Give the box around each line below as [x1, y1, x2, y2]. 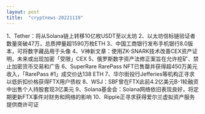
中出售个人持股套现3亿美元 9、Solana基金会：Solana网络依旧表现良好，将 [6, 85, 194, 93]
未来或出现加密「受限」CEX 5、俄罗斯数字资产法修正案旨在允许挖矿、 [17, 55, 194, 62]
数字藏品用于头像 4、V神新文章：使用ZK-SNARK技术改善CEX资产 [27, 47, 193, 55]
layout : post [6, 9, 40, 15]
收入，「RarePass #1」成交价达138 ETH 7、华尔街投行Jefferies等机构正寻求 [6, 70, 195, 77]
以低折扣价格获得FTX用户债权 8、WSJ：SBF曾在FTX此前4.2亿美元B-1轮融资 [6, 77, 199, 85]
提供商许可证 [6, 101, 39, 108]
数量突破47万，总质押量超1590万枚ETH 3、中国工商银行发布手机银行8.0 [6, 40, 188, 47]
